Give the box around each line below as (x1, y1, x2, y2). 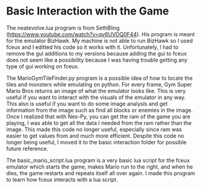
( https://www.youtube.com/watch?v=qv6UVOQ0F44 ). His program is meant (6, 30, 195, 37)
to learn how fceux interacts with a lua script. (6, 176, 119, 183)
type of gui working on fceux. (6, 62, 79, 70)
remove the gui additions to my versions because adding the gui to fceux (6, 50, 187, 57)
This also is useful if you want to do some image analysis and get (6, 100, 168, 107)
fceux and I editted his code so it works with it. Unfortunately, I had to (6, 43, 179, 51)
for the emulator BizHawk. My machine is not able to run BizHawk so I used (6, 37, 193, 44)
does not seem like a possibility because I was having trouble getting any (6, 56, 188, 63)
